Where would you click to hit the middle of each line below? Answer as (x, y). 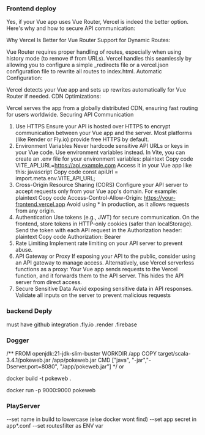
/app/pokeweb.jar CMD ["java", (91, 360)
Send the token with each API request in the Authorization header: (99, 230)
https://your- (160, 198)
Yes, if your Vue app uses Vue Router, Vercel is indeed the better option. (97, 22)
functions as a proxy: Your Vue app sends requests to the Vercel (96, 269)
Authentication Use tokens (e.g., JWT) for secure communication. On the (107, 217)
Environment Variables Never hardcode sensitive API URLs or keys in (102, 146)
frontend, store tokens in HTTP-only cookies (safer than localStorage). (104, 224)
